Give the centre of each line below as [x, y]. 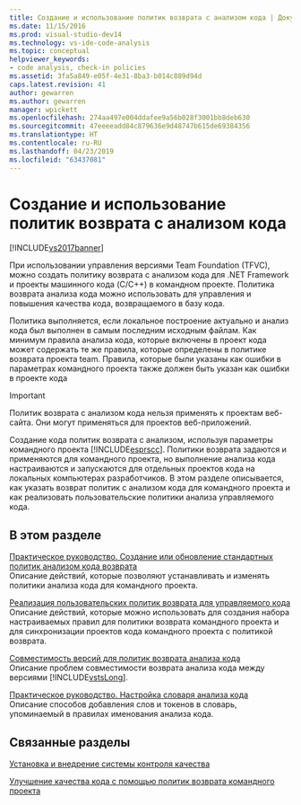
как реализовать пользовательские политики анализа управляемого [142, 497]
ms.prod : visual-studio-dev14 [66, 34]
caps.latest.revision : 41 [57, 84]
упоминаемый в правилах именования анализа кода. [112, 714]
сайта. [21, 422]
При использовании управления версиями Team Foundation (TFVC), [140, 265]
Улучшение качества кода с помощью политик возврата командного [142, 782]
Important [27, 395]
